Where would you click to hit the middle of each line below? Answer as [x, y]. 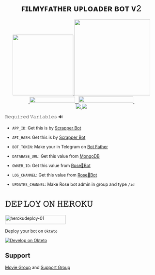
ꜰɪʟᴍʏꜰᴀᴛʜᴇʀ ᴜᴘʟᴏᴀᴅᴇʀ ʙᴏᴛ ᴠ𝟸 [81, 8]
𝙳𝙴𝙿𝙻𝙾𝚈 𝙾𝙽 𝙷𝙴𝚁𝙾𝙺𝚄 [49, 204]
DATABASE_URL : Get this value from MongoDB [56, 156]
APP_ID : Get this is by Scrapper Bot [46, 128]
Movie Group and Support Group [38, 267]
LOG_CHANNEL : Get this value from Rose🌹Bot [54, 175]
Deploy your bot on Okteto [31, 231]
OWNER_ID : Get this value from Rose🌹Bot [51, 165]
